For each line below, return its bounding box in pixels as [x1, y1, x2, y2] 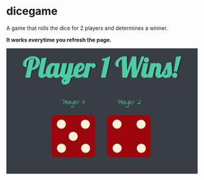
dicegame [6, 4, 58, 18]
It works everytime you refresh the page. [6, 36, 112, 43]
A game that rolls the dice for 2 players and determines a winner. [6, 24, 168, 32]
